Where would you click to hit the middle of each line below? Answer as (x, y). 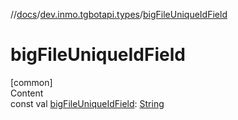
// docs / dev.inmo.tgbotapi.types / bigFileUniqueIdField (119, 14)
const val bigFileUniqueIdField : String (87, 103)
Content (27, 93)
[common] (31, 82)
